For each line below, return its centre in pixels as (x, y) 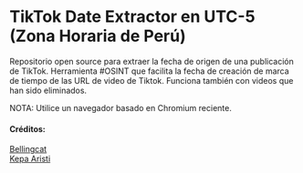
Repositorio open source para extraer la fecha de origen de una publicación (151, 61)
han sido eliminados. (48, 90)
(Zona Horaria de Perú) (98, 36)
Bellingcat (28, 149)
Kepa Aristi (30, 159)
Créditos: (27, 128)
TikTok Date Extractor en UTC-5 (132, 17)
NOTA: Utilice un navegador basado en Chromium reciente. (121, 107)
